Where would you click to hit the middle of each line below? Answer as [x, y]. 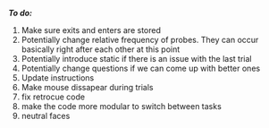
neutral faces [46, 116]
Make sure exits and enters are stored [91, 30]
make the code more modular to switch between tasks [122, 106]
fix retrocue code [53, 97]
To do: [21, 13]
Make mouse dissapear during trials [87, 87]
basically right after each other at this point [101, 49]
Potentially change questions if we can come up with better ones [141, 68]
